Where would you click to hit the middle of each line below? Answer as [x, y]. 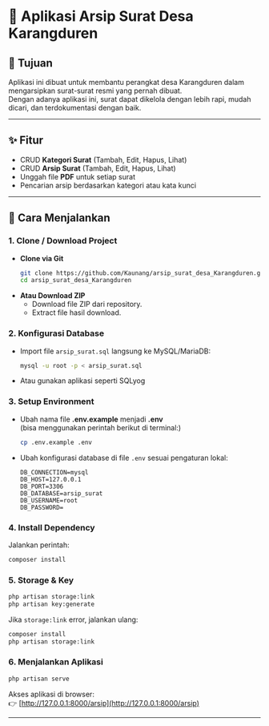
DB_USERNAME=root [49, 500]
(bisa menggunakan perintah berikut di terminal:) [100, 427]
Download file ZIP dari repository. [87, 305]
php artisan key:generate [51, 604]
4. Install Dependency [52, 527]
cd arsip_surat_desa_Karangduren [76, 280]
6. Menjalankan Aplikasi [56, 662]
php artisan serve [39, 679]
